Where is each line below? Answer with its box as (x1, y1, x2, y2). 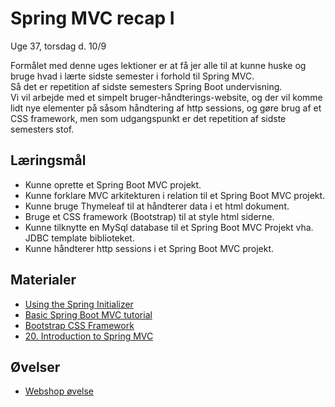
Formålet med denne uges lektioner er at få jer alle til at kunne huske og (10, 59, 307, 71)
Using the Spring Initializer (24, 298, 134, 310)
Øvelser (10, 358, 61, 376)
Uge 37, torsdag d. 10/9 (10, 40, 107, 52)
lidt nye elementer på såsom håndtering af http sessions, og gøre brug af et (10, 102, 322, 114)
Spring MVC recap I (10, 7, 175, 30)
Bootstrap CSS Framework (24, 319, 135, 331)
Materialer (10, 272, 77, 289)
